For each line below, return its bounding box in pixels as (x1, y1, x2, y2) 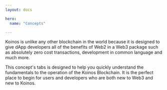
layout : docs (5, 7, 32, 12)
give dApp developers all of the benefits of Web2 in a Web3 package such (5, 44, 158, 50)
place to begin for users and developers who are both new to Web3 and (5, 75, 153, 81)
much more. (5, 55, 30, 61)
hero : (5, 16, 16, 21)
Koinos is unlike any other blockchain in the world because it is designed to (5, 39, 160, 45)
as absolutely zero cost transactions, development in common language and (5, 49, 162, 55)
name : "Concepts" (9, 21, 46, 26)
